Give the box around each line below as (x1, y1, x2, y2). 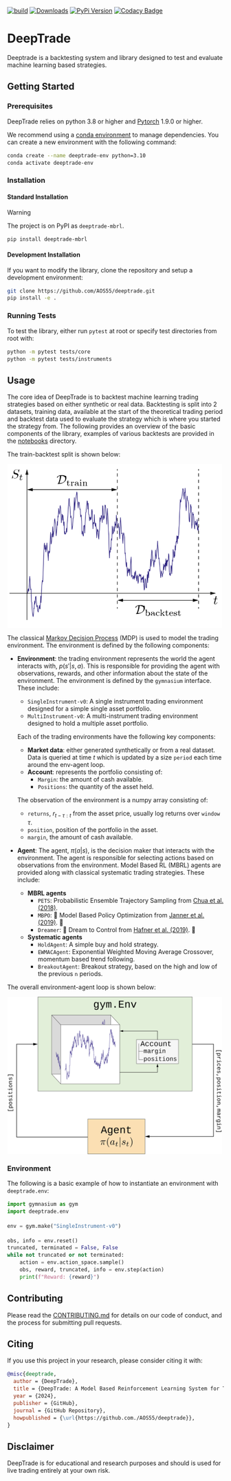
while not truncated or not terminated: (7, 1252, 125, 1259)
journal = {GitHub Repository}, (13, 1407, 107, 1414)
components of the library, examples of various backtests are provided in (7, 430, 214, 438)
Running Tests (7, 311, 56, 321)
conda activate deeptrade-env (7, 159, 94, 166)
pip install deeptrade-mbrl (7, 235, 88, 243)
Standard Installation (7, 192, 69, 201)
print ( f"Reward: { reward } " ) (19, 1273, 100, 1280)
